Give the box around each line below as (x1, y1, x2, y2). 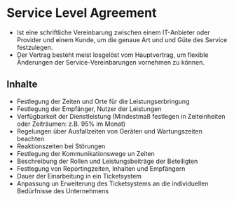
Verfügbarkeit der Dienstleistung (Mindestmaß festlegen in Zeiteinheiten (16, 112, 226, 120)
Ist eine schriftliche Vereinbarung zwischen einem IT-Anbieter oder (16, 28, 210, 37)
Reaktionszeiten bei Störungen (16, 142, 106, 150)
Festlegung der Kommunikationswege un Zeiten (16, 149, 155, 157)
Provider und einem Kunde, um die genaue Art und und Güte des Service (16, 35, 228, 44)
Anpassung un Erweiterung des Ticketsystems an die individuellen (16, 179, 209, 188)
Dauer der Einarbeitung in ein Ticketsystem (16, 171, 142, 180)
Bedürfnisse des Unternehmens (16, 186, 109, 195)
